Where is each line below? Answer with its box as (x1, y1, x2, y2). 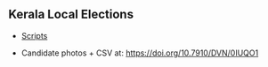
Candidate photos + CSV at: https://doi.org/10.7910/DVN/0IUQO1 (20, 48, 259, 58)
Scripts (20, 30, 48, 41)
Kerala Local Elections (8, 7, 134, 22)
